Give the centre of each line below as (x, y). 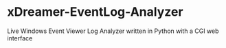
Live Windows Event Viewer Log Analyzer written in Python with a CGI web (113, 31)
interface (20, 38)
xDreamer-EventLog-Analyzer (95, 12)
